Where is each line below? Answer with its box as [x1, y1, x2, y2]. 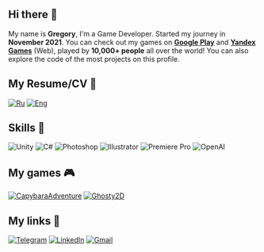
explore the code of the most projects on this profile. [8, 54, 180, 63]
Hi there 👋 [8, 8, 58, 21]
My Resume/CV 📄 [8, 77, 98, 91]
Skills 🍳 [8, 121, 45, 135]
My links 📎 [8, 214, 61, 227]
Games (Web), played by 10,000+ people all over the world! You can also [8, 45, 249, 55]
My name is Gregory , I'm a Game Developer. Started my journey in [8, 29, 226, 38]
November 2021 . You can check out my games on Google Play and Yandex [8, 37, 256, 47]
